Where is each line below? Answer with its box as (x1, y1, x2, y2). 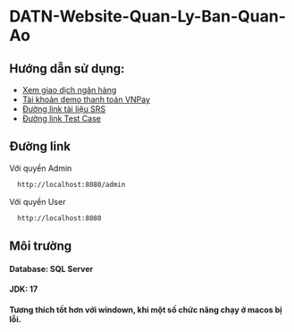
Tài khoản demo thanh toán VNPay (21, 94, 150, 105)
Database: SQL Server (9, 263, 94, 274)
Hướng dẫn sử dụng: (9, 61, 125, 76)
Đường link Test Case (21, 114, 101, 123)
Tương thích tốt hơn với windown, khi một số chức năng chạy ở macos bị (9, 304, 283, 315)
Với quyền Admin (9, 163, 72, 174)
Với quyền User (9, 196, 66, 207)
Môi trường (9, 238, 72, 253)
